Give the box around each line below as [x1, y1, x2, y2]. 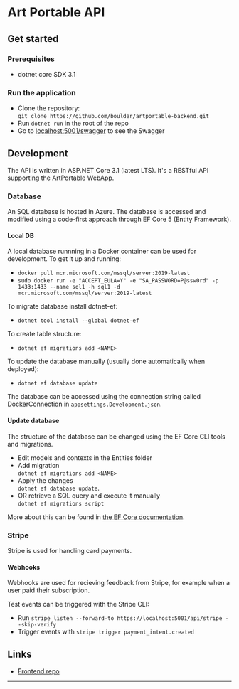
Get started [7, 33, 59, 45]
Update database [7, 417, 60, 425]
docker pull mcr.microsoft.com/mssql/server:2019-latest [17, 269, 191, 277]
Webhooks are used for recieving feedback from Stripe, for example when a [7, 579, 230, 587]
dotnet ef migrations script [17, 500, 105, 507]
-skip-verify [17, 621, 57, 629]
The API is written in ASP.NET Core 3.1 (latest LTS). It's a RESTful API [7, 166, 209, 174]
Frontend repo [17, 667, 60, 675]
